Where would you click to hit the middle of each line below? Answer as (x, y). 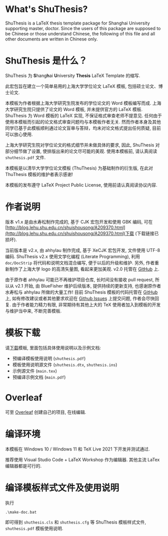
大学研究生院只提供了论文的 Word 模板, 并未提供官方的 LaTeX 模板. (74, 109)
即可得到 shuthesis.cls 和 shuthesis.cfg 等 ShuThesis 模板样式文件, (76, 522)
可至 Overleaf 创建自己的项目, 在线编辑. (46, 412)
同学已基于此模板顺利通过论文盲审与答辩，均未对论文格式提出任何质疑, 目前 (83, 128)
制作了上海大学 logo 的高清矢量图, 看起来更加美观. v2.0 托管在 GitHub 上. (84, 269)
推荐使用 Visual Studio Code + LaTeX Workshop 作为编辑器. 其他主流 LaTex (82, 459)
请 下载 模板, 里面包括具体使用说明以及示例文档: (53, 347)
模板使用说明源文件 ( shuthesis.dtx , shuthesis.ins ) (65, 364)
